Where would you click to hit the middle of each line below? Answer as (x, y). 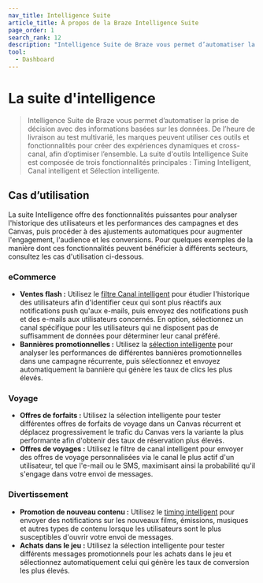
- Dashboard (35, 60)
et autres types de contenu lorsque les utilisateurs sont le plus (120, 529)
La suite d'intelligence (82, 99)
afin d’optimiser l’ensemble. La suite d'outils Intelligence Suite (149, 154)
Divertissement (38, 495)
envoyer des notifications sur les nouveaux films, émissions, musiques (134, 520)
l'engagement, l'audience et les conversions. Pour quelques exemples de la (131, 239)
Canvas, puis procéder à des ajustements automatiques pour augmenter (125, 231)
